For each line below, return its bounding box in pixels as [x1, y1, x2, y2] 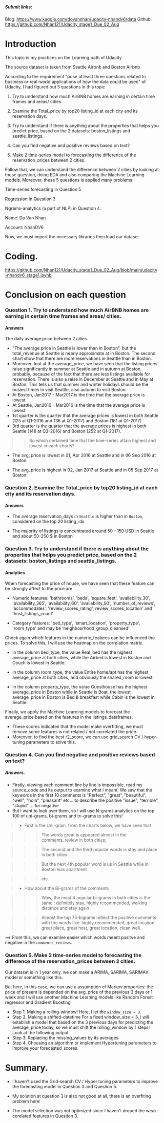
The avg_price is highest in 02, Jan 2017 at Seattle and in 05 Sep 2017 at [12, 467, 159, 473]
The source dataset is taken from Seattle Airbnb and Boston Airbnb [5, 64, 140, 70]
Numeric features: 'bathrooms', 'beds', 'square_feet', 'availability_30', [12, 595, 150, 601]
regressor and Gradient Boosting [5, 999, 71, 1005]
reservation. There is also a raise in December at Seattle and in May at [12, 376, 154, 382]
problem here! [12, 1098, 41, 1104]
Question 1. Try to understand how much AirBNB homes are [5, 307, 149, 313]
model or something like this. [5, 974, 63, 980]
